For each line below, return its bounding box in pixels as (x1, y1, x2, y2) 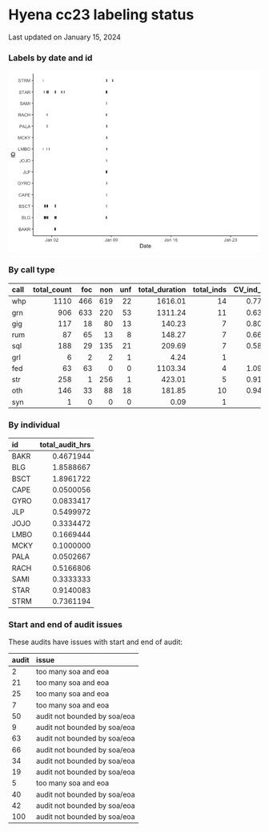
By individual (8, 419, 60, 430)
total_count (33, 285, 72, 295)
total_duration (138, 285, 187, 295)
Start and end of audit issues (8, 618, 122, 630)
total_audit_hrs (39, 439, 91, 449)
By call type (8, 264, 55, 275)
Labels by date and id (8, 52, 93, 63)
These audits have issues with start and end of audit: (8, 637, 183, 647)
